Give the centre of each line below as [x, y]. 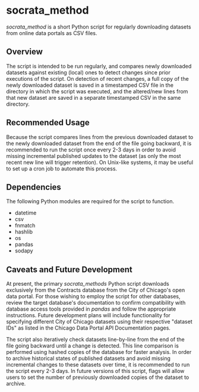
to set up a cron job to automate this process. [62, 168]
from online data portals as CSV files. [52, 33]
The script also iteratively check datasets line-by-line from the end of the [96, 340]
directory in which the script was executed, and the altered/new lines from [97, 91]
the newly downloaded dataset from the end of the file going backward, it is [99, 143]
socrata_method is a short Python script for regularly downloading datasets [99, 27]
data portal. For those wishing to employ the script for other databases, [93, 296]
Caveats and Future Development [69, 269]
